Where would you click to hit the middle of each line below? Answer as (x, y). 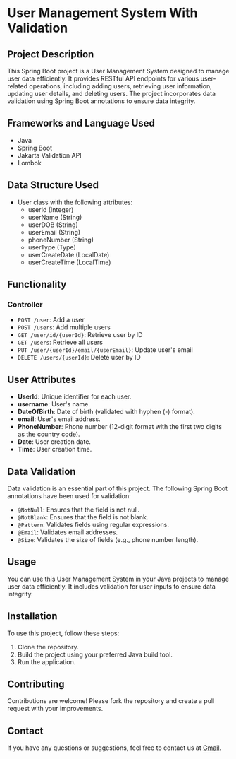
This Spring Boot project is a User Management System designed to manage (118, 71)
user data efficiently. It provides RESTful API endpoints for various (103, 78)
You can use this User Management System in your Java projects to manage (118, 579)
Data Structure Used (53, 185)
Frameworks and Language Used (81, 123)
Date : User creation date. (54, 442)
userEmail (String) (54, 232)
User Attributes (42, 379)
